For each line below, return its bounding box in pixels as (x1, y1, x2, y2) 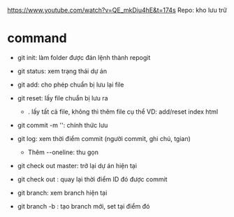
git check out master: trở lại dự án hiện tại (17, 161, 138, 170)
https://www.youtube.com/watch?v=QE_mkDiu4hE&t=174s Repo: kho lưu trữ (7, 6, 227, 14)
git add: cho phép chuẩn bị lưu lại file (17, 80, 124, 89)
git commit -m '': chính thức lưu (17, 121, 108, 129)
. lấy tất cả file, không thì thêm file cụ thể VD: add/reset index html (27, 107, 219, 116)
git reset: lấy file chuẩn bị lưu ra (17, 93, 108, 102)
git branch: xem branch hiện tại (17, 188, 108, 197)
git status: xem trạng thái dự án (17, 66, 107, 75)
